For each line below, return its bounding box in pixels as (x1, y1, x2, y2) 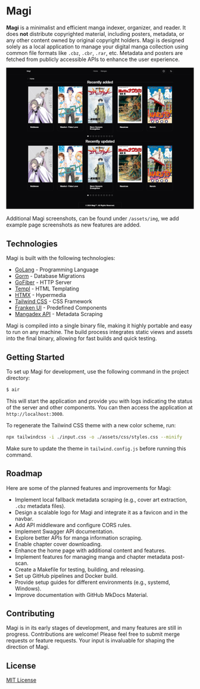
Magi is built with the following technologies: (6, 255, 115, 262)
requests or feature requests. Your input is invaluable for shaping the (6, 637, 174, 644)
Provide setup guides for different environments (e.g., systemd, (14, 578, 171, 586)
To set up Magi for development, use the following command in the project (6, 368, 189, 375)
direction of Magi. (6, 644, 49, 651)
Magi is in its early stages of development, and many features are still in (6, 624, 182, 632)
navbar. (14, 515, 34, 522)
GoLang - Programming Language (14, 266, 99, 273)
